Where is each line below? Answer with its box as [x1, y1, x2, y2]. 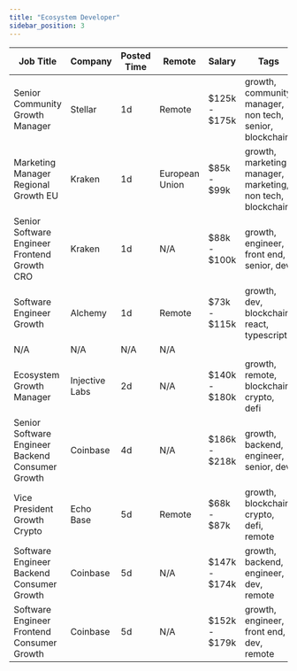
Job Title [19, 55, 57, 67]
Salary [208, 55, 237, 67]
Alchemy [70, 306, 108, 319]
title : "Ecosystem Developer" [9, 12, 121, 22]
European [159, 167, 201, 180]
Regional [13, 178, 50, 190]
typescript [244, 328, 287, 341]
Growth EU [13, 189, 59, 202]
